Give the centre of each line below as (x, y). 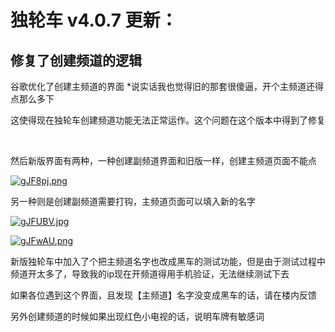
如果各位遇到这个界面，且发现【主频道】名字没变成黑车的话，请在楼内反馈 (163, 295)
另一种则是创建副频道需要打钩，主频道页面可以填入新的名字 (133, 201)
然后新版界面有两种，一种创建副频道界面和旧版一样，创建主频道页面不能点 (163, 160)
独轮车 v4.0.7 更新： (94, 20)
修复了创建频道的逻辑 (76, 60)
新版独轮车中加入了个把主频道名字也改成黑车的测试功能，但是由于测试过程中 (168, 261)
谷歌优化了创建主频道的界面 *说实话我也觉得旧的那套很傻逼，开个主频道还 (162, 86)
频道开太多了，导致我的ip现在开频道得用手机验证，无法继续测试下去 (150, 274)
